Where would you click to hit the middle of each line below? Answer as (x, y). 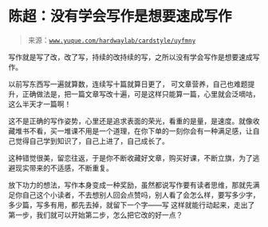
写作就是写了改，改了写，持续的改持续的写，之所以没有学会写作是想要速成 (130, 57)
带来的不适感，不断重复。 (71, 168)
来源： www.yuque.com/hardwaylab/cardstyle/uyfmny (112, 40)
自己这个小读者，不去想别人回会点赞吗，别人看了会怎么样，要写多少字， (141, 195)
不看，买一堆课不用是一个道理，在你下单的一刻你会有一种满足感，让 (141, 131)
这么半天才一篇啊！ (40, 104)
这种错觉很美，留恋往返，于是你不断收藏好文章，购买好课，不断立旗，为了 (130, 157)
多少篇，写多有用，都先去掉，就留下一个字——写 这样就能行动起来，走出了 (132, 205)
